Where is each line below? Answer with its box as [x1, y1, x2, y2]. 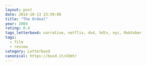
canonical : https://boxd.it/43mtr [5, 53, 77, 59]
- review [9, 44, 28, 49]
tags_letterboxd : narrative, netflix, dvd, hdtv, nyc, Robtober [5, 30, 142, 35]
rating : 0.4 [5, 26, 30, 31]
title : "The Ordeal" [5, 16, 48, 21]
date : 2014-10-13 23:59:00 [5, 12, 61, 17]
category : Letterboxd [5, 49, 50, 54]
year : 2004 [5, 21, 28, 26]
